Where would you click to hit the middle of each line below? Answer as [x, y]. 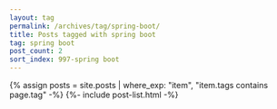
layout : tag [32, 18]
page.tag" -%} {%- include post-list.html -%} [94, 95]
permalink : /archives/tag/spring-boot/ [85, 26]
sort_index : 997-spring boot [64, 59]
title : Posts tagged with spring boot [83, 34]
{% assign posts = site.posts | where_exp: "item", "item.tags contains [139, 85]
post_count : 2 [36, 51]
